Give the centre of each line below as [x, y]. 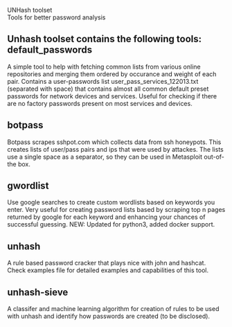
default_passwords [50, 50]
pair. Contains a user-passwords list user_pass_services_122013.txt [103, 81]
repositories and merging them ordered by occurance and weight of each [112, 74]
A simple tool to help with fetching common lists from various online [104, 67]
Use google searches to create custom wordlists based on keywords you [111, 202]
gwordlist [28, 186]
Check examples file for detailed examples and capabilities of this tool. [108, 270]
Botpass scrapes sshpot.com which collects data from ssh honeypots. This [114, 142]
